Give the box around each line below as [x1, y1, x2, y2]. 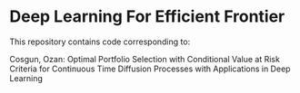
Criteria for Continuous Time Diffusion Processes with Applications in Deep [9, 63, 291, 74]
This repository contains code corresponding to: [9, 36, 191, 47]
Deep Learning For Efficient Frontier [9, 6, 285, 27]
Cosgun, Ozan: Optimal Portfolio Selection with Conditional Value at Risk [9, 53, 280, 64]
